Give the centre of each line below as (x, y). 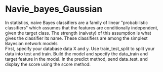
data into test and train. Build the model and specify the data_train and (77, 54)
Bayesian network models (31, 43)
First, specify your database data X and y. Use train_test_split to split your (80, 48)
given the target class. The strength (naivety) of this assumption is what (78, 33)
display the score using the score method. (48, 64)
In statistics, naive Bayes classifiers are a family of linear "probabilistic (77, 23)
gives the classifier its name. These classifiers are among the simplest (77, 38)
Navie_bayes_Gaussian (54, 9)
